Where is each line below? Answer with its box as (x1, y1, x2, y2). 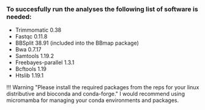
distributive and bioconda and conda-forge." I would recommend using (6, 90, 185, 98)
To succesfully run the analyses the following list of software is (6, 5, 198, 13)
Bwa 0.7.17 (15, 46, 42, 53)
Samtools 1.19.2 (15, 53, 54, 60)
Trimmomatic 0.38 (15, 26, 62, 34)
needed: (6, 12, 32, 21)
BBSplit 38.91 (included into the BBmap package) (15, 39, 140, 47)
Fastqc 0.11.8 (15, 33, 48, 40)
